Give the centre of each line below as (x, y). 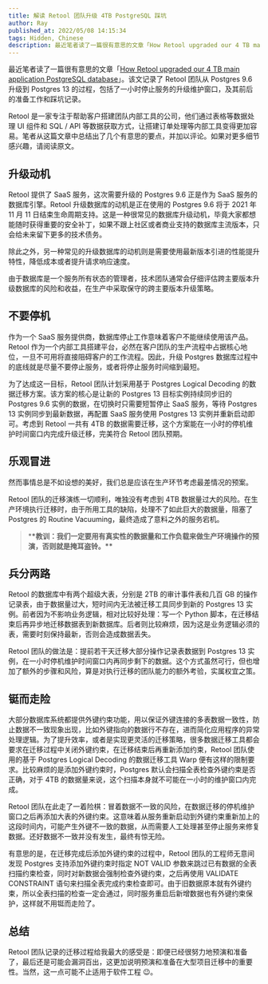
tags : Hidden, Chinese (46, 38)
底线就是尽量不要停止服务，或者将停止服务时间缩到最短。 (109, 367)
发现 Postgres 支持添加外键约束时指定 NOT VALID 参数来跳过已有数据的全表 (132, 863)
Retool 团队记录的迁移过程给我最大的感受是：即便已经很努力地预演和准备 (128, 952)
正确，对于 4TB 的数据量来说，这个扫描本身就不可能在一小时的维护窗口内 (129, 779)
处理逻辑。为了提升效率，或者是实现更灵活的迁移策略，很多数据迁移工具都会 (134, 739)
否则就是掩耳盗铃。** (77, 546)
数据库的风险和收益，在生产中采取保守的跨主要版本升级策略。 (116, 288)
